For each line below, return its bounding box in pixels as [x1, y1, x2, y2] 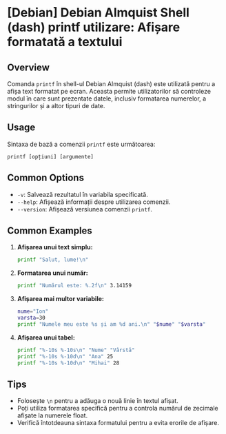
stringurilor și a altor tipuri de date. [7, 102, 105, 110]
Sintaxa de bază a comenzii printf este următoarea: [7, 140, 156, 148]
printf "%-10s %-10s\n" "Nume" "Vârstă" [17, 347, 135, 353]
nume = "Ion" [17, 308, 49, 315]
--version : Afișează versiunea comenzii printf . [17, 205, 153, 213]
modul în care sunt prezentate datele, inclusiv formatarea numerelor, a [7, 94, 207, 103]
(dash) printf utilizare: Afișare [7, 19, 181, 35]
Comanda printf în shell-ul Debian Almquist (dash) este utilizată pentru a [7, 80, 216, 87]
